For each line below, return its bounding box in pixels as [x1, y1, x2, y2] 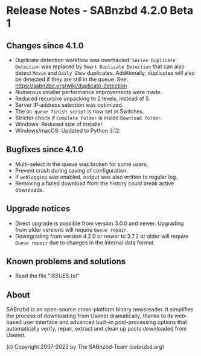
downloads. [14, 186, 45, 193]
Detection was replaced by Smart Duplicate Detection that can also [14, 63, 185, 70]
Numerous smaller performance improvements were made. [14, 89, 162, 95]
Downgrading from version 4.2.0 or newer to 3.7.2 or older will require [14, 232, 189, 240]
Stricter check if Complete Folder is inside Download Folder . [14, 114, 163, 121]
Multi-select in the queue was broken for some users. [14, 161, 148, 168]
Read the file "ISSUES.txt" [14, 272, 80, 279]
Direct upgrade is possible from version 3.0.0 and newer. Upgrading [14, 220, 184, 227]
